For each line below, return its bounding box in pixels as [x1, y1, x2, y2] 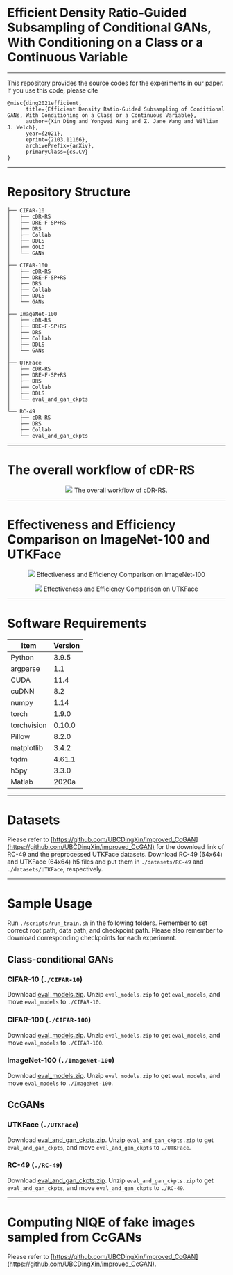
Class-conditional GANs [7, 953, 114, 965]
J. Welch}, [7, 124, 39, 131]
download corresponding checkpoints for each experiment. [7, 933, 177, 942]
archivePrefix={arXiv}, [25, 142, 95, 149]
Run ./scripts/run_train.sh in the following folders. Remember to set [7, 919, 208, 927]
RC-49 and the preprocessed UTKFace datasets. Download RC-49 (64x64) [7, 850, 223, 858]
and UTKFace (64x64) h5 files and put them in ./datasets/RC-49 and [7, 857, 204, 866]
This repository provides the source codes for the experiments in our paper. [7, 79, 224, 87]
